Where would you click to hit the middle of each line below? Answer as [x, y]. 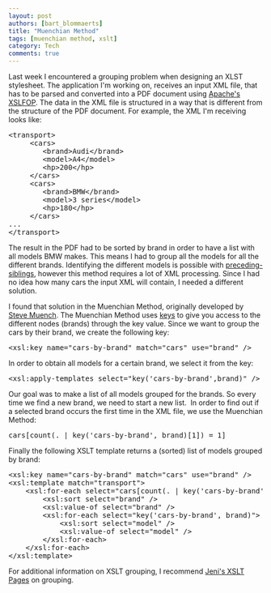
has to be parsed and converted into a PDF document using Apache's [125, 94]
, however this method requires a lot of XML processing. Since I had [147, 273]
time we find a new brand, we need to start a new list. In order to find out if [134, 403]
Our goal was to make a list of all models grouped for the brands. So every [132, 394]
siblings [21, 273]
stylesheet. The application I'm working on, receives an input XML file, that [133, 85]
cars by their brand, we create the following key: [89, 332]
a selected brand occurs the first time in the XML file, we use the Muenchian [135, 411]
